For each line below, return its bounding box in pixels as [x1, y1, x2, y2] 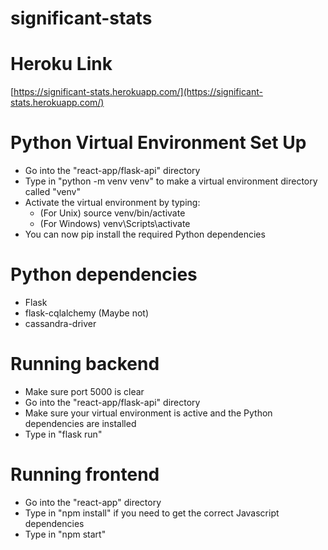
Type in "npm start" [24, 528, 107, 540]
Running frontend [10, 463, 160, 486]
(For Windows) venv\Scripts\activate [39, 218, 191, 230]
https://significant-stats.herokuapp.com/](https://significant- [13, 86, 263, 98]
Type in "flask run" [24, 428, 103, 440]
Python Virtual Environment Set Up [10, 132, 307, 154]
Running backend [10, 353, 160, 376]
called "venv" [24, 186, 81, 198]
